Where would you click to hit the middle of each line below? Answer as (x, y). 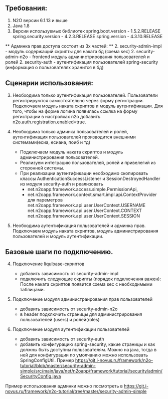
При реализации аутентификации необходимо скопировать (84, 173)
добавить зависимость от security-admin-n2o (69, 309)
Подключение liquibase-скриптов (48, 264)
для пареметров (45, 199)
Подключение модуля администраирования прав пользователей (82, 299)
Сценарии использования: (49, 83)
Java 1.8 (21, 26)
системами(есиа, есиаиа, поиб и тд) (51, 142)
